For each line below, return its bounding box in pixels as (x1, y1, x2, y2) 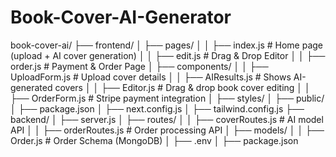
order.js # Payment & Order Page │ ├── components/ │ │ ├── (10, 60, 269, 72)
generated (10, 81, 53, 93)
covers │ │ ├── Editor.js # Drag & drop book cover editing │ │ (54, 81, 311, 93)
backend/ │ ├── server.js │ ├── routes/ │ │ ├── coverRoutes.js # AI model (10, 113, 324, 125)
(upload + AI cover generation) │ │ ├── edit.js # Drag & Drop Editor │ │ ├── (10, 49, 326, 61)
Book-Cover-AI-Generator (10, 6, 232, 29)
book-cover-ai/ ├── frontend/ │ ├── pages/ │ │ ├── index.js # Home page (10, 39, 324, 51)
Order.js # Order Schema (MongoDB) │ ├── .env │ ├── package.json (10, 134, 299, 146)
